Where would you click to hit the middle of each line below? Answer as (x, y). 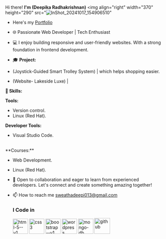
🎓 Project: (24, 60)
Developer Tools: (23, 126)
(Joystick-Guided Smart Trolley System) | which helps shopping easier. (86, 71)
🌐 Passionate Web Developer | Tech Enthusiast (61, 32)
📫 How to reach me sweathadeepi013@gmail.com (65, 195)
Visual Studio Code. (33, 135)
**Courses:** (20, 150)
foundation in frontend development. (51, 50)
